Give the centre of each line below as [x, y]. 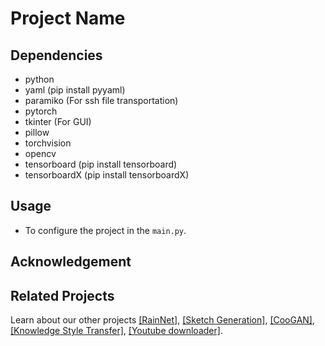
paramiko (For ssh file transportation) [101, 100]
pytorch [41, 111]
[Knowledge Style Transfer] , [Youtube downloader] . [116, 331]
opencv [40, 153]
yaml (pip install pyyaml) [75, 90]
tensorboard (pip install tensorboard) [101, 164]
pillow [37, 132]
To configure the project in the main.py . [105, 230]
